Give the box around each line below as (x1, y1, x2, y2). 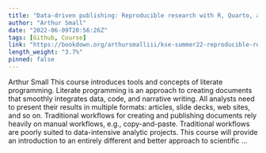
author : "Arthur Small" (8, 19, 87, 27)
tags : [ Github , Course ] (8, 33, 87, 42)
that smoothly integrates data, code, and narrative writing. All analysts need (8, 94, 255, 103)
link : (8, 41, 26, 49)
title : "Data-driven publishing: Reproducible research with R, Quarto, (8, 11, 253, 20)
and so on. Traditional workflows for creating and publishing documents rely (8, 110, 257, 120)
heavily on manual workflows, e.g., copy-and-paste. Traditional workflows (8, 119, 250, 129)
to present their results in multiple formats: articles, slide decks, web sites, (8, 102, 251, 111)
